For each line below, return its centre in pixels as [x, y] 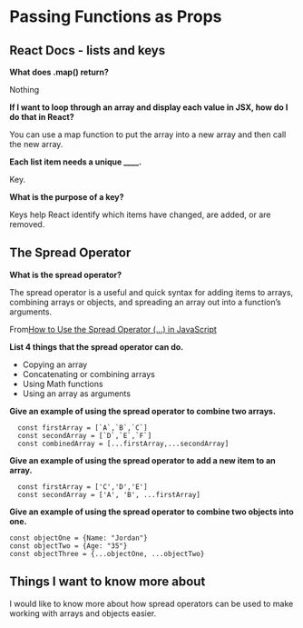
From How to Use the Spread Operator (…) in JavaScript [113, 329]
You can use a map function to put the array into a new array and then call [148, 135]
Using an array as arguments [77, 394]
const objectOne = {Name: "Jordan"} [78, 538]
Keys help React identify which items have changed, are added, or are [140, 214]
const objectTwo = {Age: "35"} [68, 546]
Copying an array [55, 364]
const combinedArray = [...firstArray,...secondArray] [123, 444]
